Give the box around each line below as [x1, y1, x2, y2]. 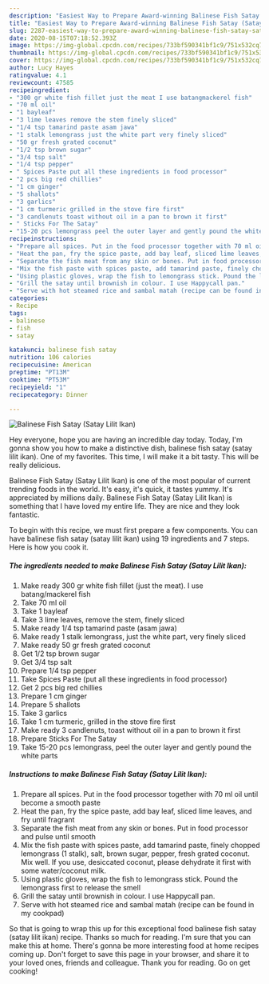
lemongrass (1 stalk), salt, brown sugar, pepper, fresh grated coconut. [20, 849, 250, 858]
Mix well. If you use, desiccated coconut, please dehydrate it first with [20, 858, 251, 867]
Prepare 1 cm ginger [20, 691, 87, 701]
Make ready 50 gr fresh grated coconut [20, 641, 151, 650]
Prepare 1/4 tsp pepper [20, 666, 97, 676]
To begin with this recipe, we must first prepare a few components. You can [9, 526, 259, 535]
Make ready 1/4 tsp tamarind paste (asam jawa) [20, 623, 178, 633]
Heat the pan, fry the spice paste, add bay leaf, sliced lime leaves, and [20, 806, 252, 816]
